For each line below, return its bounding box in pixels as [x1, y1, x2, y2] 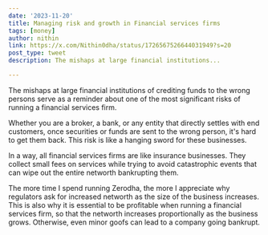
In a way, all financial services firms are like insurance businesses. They [8, 150, 246, 160]
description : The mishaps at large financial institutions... [8, 57, 221, 65]
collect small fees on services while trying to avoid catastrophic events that [8, 159, 258, 168]
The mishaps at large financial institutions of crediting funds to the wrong [8, 85, 250, 95]
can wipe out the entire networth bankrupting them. [8, 168, 179, 177]
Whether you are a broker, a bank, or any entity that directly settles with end [8, 118, 260, 128]
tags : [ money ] [8, 26, 56, 34]
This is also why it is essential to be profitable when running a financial [8, 200, 242, 209]
